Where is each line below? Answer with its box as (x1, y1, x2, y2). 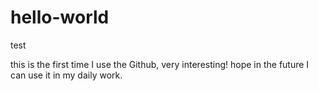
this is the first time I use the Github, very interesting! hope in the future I (10, 58, 310, 70)
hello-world (10, 6, 110, 29)
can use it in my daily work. (10, 69, 123, 81)
